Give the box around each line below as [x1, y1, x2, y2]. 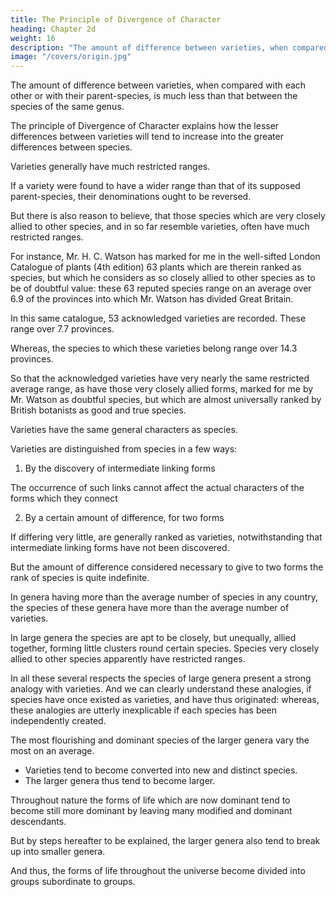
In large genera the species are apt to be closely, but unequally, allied [10, 632, 297, 644]
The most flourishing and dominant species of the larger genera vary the [10, 734, 310, 746]
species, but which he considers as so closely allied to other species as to [10, 272, 316, 284]
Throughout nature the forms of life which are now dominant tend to [10, 794, 291, 806]
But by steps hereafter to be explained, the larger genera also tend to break [10, 835, 321, 847]
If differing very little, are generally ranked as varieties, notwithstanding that [10, 531, 323, 543]
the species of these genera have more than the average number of [10, 602, 290, 614]
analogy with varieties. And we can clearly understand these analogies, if [10, 683, 312, 695]
